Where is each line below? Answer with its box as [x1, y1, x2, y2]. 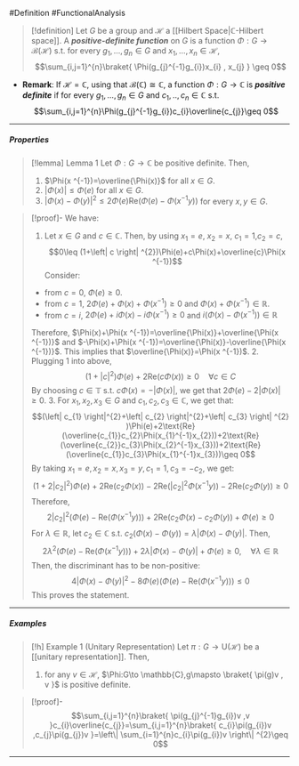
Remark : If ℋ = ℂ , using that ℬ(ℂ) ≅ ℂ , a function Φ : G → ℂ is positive [21, 79, 286, 90]
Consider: [44, 270, 81, 281]
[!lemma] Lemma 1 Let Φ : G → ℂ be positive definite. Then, [30, 157, 250, 168]
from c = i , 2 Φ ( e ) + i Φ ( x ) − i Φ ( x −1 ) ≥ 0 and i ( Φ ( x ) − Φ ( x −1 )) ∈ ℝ [44, 308, 279, 320]
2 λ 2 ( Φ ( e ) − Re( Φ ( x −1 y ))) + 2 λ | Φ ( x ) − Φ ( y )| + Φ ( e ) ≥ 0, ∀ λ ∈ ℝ [42, 544, 279, 556]
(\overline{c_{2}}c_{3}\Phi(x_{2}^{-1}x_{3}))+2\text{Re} [60, 439, 262, 450]
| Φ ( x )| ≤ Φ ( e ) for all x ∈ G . [44, 184, 144, 195]
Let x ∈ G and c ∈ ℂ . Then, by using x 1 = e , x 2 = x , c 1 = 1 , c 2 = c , [44, 230, 283, 244]
